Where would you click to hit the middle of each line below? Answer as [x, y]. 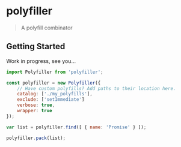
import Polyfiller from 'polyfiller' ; [55, 72]
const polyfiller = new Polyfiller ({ [54, 83]
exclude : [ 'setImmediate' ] [51, 100]
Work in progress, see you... [41, 61]
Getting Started [36, 46]
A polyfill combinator [47, 28]
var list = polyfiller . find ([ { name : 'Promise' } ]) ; [76, 127]
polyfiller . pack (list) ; [36, 138]
